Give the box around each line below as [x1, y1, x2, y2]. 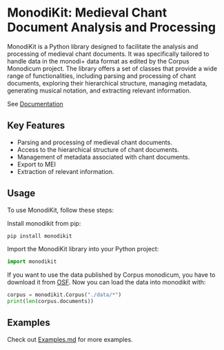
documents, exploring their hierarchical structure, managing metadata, [7, 79, 208, 87]
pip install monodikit [7, 233, 72, 240]
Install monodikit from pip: [7, 219, 81, 227]
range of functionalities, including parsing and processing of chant [7, 71, 196, 80]
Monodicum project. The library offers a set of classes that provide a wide [7, 64, 218, 72]
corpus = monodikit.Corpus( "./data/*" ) [7, 291, 122, 298]
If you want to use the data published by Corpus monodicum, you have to [7, 271, 216, 279]
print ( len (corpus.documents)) [7, 298, 94, 305]
